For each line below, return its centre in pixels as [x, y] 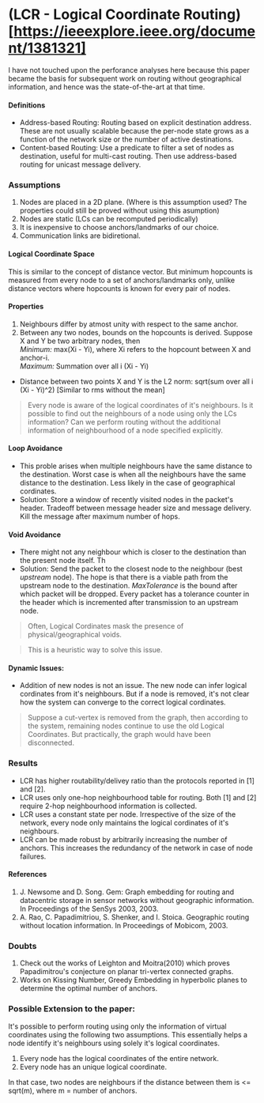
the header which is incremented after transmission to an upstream [129, 602]
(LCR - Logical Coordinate [94, 15]
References [28, 874]
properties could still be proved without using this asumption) [119, 210]
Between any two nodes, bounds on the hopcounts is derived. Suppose [136, 332]
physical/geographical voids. [75, 635]
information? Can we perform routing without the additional [124, 421]
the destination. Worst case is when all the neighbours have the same [133, 474]
